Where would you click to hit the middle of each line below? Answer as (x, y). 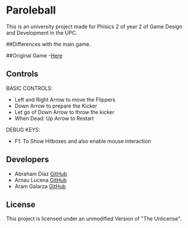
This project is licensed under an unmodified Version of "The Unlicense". (94, 219)
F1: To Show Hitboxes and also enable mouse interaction (83, 141)
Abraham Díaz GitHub (41, 173)
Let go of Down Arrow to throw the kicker (64, 112)
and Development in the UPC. (42, 32)
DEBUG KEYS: (23, 129)
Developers (28, 160)
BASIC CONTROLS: (29, 88)
